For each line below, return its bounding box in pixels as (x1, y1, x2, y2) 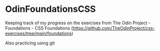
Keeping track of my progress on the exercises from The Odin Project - (5, 20, 151, 26)
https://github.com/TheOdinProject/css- (73, 25, 155, 31)
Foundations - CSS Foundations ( (5, 25, 73, 31)
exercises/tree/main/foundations (5, 30, 72, 36)
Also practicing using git (5, 40, 55, 46)
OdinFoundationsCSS (5, 3, 96, 15)
